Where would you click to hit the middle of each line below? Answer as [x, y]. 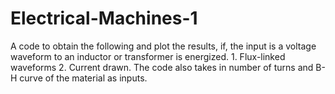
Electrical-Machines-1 [104, 18]
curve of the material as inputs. [83, 78]
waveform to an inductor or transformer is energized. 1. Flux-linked [148, 56]
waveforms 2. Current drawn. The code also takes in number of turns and [162, 67]
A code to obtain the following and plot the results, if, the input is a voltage [163, 46]
